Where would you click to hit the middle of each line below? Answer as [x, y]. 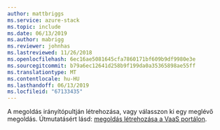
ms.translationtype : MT [42, 72]
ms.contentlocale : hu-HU [43, 79]
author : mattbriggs [36, 14]
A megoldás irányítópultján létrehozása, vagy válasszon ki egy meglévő [110, 112]
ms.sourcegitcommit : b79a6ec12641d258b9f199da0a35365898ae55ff [102, 66]
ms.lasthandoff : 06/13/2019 [48, 85]
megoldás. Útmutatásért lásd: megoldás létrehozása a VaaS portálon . [107, 119]
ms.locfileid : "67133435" [45, 92]
